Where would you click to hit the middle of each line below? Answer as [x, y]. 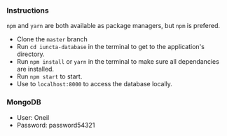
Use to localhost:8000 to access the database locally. [95, 84]
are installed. [35, 69]
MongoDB [24, 102]
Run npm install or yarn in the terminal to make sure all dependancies [118, 62]
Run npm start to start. [49, 76]
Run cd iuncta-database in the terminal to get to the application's [110, 47]
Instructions [28, 11]
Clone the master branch [52, 39]
